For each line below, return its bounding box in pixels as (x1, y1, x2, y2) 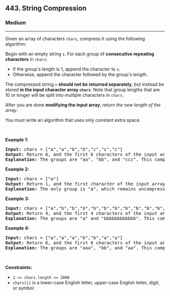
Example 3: (5, 195, 29, 202)
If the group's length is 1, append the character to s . (12, 66, 120, 72)
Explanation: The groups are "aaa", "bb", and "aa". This (5, 245, 152, 250)
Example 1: (5, 136, 29, 142)
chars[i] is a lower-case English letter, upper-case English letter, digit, (12, 279, 160, 285)
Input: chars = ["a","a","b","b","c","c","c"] (5, 146, 123, 152)
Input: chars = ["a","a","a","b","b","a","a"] (5, 235, 123, 240)
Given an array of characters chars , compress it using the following (5, 35, 145, 42)
